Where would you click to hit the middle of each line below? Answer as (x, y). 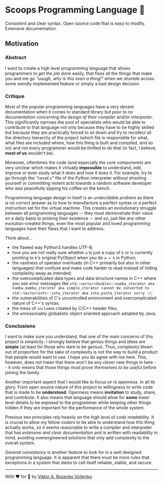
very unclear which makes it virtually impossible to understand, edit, (73, 167)
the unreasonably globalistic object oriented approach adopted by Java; (84, 313)
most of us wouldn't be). (30, 153)
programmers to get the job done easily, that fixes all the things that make (79, 73)
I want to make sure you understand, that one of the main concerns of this (79, 337)
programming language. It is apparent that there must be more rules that (77, 457)
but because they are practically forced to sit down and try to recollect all (78, 132)
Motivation (22, 44)
